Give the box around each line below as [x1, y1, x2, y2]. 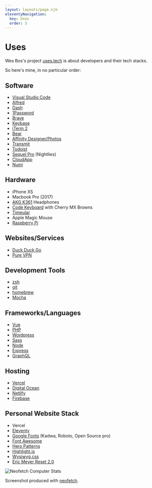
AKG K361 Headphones [12, 199, 59, 205]
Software [5, 81, 34, 90]
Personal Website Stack [5, 410, 79, 418]
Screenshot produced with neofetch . [5, 477, 79, 483]
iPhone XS [12, 189, 33, 195]
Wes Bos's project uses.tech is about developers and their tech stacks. [5, 58, 148, 64]
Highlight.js [12, 448, 35, 454]
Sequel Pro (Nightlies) [12, 152, 57, 157]
